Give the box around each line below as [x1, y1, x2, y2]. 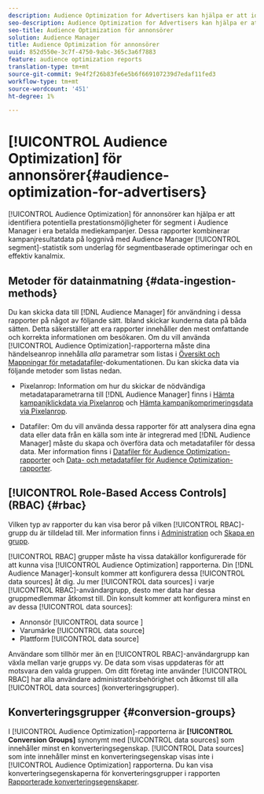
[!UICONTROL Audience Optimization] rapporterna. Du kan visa [8, 760, 214, 770]
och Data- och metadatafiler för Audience [52, 455, 187, 464]
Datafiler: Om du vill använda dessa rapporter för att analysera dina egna [19, 422, 256, 431]
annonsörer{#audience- [8, 166, 170, 185]
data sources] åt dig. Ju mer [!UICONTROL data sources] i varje [8, 576, 214, 586]
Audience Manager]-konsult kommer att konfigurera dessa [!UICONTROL [8, 568, 245, 578]
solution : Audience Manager [8, 33, 101, 42]
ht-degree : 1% [8, 92, 55, 100]
